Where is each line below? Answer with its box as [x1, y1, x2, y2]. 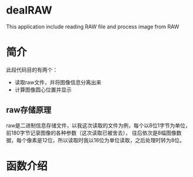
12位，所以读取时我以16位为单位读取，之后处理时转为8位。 [42, 136, 185, 143]
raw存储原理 [6, 105, 52, 115]
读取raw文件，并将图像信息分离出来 [14, 78, 102, 86]
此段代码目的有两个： [6, 66, 58, 73]
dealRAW [6, 4, 52, 17]
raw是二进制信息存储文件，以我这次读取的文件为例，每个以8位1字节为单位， [6, 122, 191, 129]
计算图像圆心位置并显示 [14, 86, 72, 93]
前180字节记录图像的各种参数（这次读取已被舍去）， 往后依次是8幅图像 [6, 129, 177, 136]
